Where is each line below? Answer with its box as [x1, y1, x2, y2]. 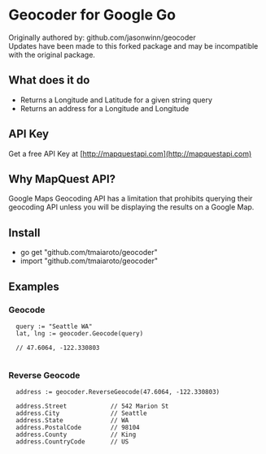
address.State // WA [15, 417, 129, 425]
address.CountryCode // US [15, 438, 129, 446]
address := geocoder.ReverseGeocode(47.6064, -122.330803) [15, 388, 220, 396]
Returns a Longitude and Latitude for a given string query [20, 95, 213, 105]
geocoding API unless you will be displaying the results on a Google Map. [8, 202, 255, 212]
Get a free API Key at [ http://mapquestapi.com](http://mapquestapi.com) [8, 149, 252, 158]
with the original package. [8, 50, 96, 59]
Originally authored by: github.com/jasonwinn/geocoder [8, 32, 197, 42]
